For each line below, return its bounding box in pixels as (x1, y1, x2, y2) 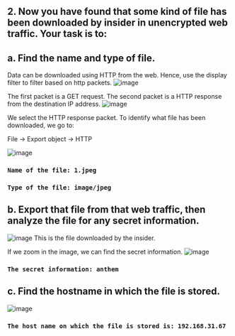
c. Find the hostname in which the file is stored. (7, 286, 221, 298)
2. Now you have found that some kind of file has (7, 6, 227, 18)
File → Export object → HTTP (7, 135, 93, 143)
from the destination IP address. (7, 99, 101, 109)
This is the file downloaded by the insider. (34, 234, 156, 242)
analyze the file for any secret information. (7, 215, 200, 227)
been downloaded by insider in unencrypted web (7, 17, 229, 29)
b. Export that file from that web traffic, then (7, 204, 206, 216)
